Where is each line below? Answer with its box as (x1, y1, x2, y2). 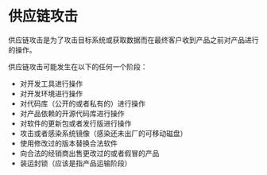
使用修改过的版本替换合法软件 (19, 138, 118, 148)
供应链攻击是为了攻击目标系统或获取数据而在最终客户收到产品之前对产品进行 (8, 35, 259, 45)
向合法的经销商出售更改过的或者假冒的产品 (19, 148, 160, 157)
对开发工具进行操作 (19, 79, 83, 88)
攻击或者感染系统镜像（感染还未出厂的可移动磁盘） (19, 128, 188, 138)
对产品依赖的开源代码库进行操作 (19, 108, 125, 118)
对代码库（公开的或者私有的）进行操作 (19, 99, 145, 108)
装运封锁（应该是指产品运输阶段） (19, 158, 132, 168)
